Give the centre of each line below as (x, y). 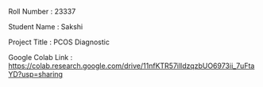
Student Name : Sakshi (46, 26)
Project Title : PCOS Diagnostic (59, 42)
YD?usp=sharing (36, 74)
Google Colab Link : (41, 57)
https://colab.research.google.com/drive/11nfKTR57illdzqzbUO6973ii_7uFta (131, 66)
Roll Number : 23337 (42, 11)
